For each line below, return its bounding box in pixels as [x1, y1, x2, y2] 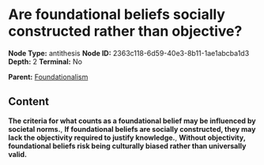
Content [8, 95, 50, 108]
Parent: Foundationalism [8, 72, 89, 81]
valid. [8, 149, 28, 159]
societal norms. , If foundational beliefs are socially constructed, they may [8, 124, 256, 133]
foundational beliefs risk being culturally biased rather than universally [8, 141, 247, 151]
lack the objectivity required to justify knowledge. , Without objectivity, [8, 133, 246, 142]
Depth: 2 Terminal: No [8, 57, 83, 66]
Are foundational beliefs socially [8, 6, 225, 24]
